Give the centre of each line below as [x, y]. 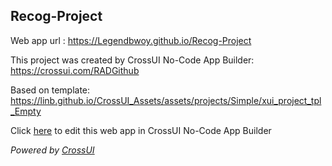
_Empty [26, 111]
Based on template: [50, 90]
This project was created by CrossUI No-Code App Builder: [132, 60]
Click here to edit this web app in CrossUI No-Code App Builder [141, 130]
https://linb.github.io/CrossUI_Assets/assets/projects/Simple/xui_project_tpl [166, 100]
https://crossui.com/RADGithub [75, 70]
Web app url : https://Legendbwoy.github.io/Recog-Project [131, 40]
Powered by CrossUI [52, 150]
